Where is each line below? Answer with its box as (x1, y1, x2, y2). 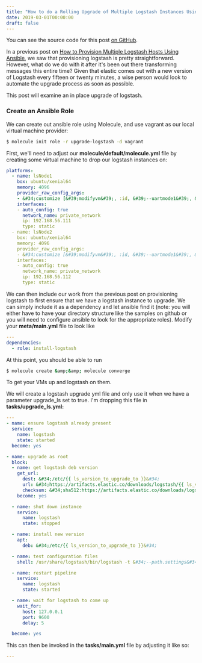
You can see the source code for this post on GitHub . (6, 37, 138, 44)
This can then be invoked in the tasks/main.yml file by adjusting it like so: (6, 642, 189, 649)
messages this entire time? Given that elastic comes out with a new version (6, 67, 192, 75)
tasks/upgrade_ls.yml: (6, 403, 64, 410)
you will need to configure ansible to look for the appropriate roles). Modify (6, 316, 192, 323)
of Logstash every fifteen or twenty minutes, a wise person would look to (6, 73, 188, 81)
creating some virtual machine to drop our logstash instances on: (6, 156, 168, 163)
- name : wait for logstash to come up (11, 597, 109, 604)
